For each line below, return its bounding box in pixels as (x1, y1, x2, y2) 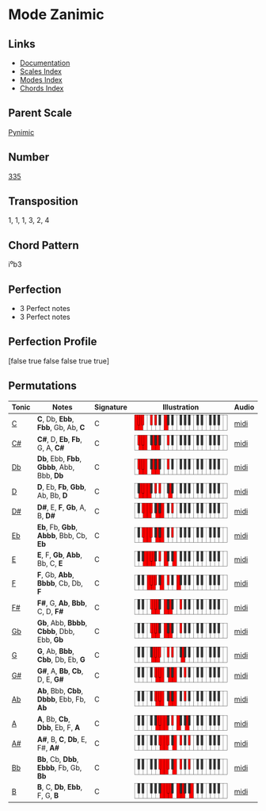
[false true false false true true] (8, 356, 109, 366)
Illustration (161, 402, 199, 412)
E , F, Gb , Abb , (36, 550, 83, 560)
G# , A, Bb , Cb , (36, 667, 84, 676)
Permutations (8, 379, 77, 393)
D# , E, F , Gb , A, (36, 502, 87, 512)
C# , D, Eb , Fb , (36, 434, 82, 444)
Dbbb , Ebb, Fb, (36, 694, 86, 704)
